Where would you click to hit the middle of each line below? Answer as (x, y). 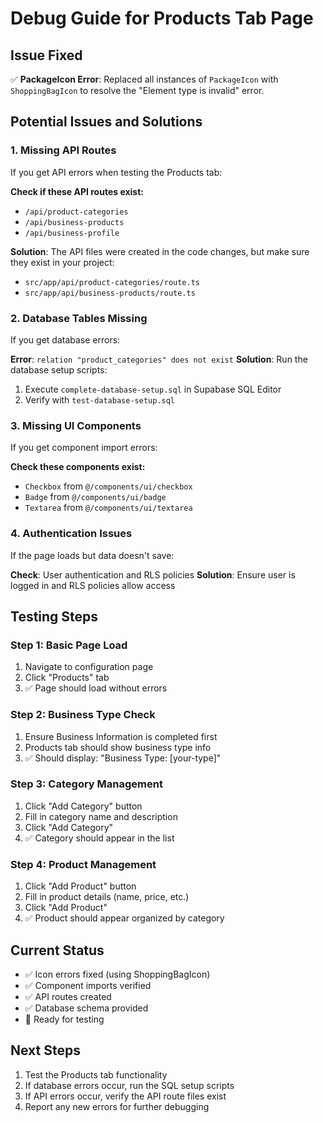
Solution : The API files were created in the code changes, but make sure (160, 251)
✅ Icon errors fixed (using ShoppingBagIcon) (117, 974)
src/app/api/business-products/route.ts (110, 293)
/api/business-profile (72, 233)
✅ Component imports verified (88, 985)
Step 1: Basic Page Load (69, 645)
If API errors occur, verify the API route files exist (125, 1096)
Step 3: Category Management (86, 784)
